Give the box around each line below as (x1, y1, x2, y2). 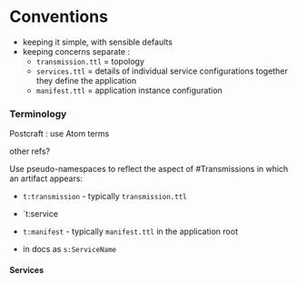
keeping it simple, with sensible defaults (22, 36, 173, 47)
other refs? (9, 146, 51, 157)
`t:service (22, 208, 59, 219)
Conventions (9, 6, 109, 27)
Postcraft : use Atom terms (9, 128, 110, 139)
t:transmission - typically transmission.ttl (22, 191, 188, 202)
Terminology (9, 107, 67, 120)
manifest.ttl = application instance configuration (35, 85, 223, 96)
